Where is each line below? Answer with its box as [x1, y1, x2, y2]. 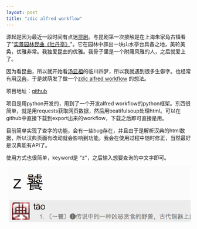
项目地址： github [6, 87, 47, 94]
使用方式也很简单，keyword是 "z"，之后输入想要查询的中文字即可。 [6, 154, 170, 161]
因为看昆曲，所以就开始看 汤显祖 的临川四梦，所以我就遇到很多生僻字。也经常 [6, 67, 191, 74]
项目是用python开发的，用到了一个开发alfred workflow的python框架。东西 [6, 100, 186, 107]
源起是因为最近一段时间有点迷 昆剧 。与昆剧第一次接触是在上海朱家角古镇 [6, 33, 181, 40]
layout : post [6, 9, 38, 15]
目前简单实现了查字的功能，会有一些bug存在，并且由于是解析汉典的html [6, 127, 180, 134]
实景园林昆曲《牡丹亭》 [13, 40, 70, 47]
